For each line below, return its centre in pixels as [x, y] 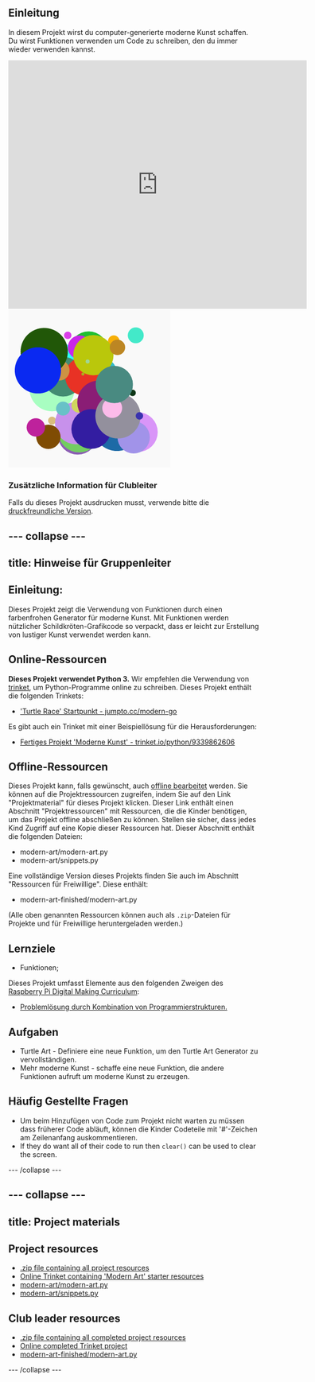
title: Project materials [64, 1222]
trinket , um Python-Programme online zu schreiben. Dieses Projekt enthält [130, 687]
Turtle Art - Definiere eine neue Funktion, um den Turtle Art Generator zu [139, 1051]
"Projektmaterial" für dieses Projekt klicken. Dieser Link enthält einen [121, 803]
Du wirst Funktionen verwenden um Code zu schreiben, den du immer [123, 41]
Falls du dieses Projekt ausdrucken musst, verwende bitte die [109, 503]
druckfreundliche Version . [51, 511]
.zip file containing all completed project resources [103, 1337]
